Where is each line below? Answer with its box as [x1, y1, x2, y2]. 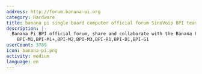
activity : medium [6, 53, 50, 59]
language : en [6, 58, 39, 64]
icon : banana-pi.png [6, 48, 58, 54]
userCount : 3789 [6, 42, 47, 48]
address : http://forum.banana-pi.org [6, 8, 101, 15]
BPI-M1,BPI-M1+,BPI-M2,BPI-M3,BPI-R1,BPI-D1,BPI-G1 [17, 36, 149, 42]
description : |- [6, 25, 47, 32]
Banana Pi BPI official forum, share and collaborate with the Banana [11, 31, 192, 37]
